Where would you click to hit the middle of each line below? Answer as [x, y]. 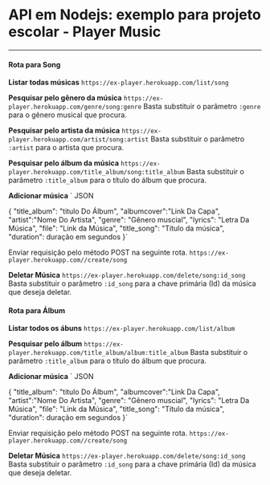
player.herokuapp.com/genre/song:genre [75, 107]
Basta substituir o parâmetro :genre [202, 107]
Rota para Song [35, 64]
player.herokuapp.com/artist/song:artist [79, 140]
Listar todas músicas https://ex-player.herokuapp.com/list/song [119, 83]
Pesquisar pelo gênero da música [65, 98]
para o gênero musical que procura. [67, 115]
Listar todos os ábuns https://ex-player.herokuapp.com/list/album [122, 328]
